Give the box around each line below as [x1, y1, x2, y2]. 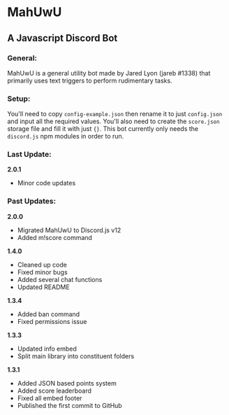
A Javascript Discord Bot [7, 32, 118, 44]
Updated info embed [17, 344, 77, 353]
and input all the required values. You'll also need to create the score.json [7, 117, 220, 126]
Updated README [17, 283, 70, 291]
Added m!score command [17, 233, 93, 241]
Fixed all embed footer [17, 393, 82, 402]
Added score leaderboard [17, 386, 92, 395]
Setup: [7, 94, 31, 104]
